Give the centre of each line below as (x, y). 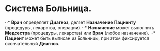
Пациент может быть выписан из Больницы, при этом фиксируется (77, 38)
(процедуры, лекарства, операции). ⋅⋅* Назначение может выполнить (80, 27)
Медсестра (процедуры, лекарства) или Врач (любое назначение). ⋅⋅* (80, 33)
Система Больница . (48, 9)
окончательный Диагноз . (32, 43)
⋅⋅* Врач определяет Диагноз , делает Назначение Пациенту (71, 22)
